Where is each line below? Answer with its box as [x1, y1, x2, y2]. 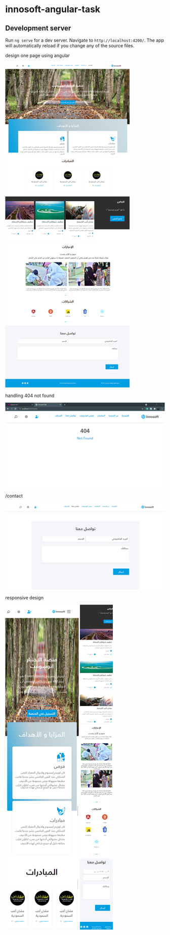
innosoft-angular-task [5, 4, 101, 15]
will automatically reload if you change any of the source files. [5, 43, 135, 49]
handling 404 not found [5, 392, 55, 398]
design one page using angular [5, 52, 70, 58]
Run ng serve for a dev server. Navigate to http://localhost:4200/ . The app [5, 37, 164, 43]
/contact [5, 493, 23, 499]
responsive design [5, 594, 44, 600]
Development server [5, 24, 71, 32]
